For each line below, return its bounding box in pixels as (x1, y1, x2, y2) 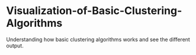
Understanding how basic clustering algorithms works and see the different (6, 36, 191, 43)
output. (6, 42, 24, 49)
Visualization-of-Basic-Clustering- (6, 4, 182, 18)
